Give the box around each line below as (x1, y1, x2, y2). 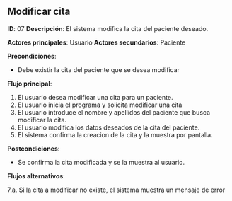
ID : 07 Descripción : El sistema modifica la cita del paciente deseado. (7, 24, 209, 33)
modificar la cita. (17, 115, 67, 124)
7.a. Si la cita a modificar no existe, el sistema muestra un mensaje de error (7, 185, 226, 194)
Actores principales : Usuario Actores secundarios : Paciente (7, 38, 186, 47)
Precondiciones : (7, 52, 57, 60)
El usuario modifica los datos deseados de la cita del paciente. (17, 123, 200, 132)
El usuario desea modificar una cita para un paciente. (17, 93, 173, 101)
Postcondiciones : (7, 144, 60, 153)
